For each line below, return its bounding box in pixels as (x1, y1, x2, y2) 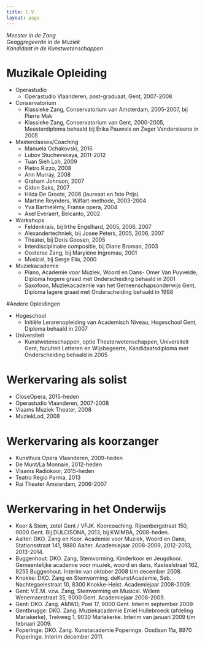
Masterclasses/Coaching (15, 139, 79, 146)
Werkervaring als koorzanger (6, 434, 159, 448)
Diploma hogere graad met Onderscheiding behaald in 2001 (24, 275, 176, 283)
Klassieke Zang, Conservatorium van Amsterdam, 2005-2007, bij (24, 106, 188, 113)
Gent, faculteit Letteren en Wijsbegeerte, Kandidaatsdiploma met (24, 345, 188, 352)
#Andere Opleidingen (6, 300, 61, 307)
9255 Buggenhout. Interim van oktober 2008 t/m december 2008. (15, 568, 182, 575)
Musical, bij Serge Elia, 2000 (24, 256, 97, 263)
